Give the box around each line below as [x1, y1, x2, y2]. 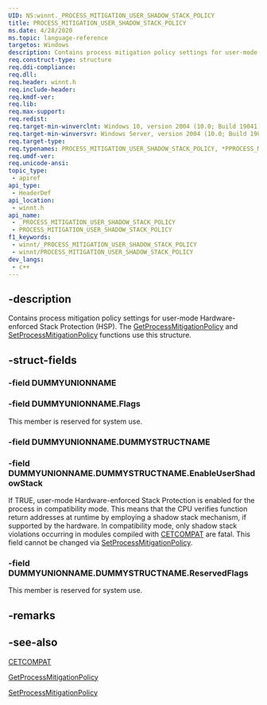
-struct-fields [8, 353, 77, 366]
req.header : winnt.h [8, 78, 77, 86]
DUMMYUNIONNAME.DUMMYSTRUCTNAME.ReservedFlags [8, 567, 249, 579]
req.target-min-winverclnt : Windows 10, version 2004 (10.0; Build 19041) [8, 122, 261, 130]
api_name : [8, 211, 41, 219]
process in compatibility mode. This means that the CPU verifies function [8, 504, 248, 513]
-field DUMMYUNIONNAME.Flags [8, 398, 141, 409]
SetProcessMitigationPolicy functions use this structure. [8, 331, 192, 340]
